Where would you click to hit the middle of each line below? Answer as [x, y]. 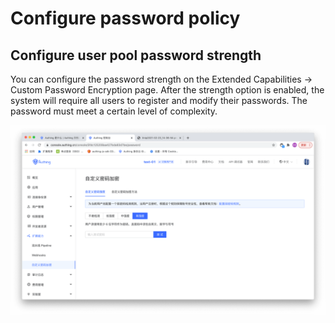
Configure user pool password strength [136, 55]
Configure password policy [125, 18]
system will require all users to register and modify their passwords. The [159, 100]
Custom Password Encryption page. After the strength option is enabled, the [167, 90]
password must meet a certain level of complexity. [114, 111]
